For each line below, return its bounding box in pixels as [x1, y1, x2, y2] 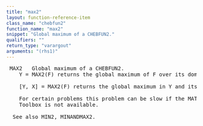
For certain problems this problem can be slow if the [19, 95, 185, 102]
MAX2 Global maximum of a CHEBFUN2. [9, 65, 124, 71]
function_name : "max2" [6, 25, 63, 32]
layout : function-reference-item [6, 15, 91, 21]
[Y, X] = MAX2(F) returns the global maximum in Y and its [19, 83, 198, 90]
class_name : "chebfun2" [6, 20, 66, 26]
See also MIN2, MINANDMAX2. [12, 113, 96, 120]
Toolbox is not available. [19, 101, 99, 108]
